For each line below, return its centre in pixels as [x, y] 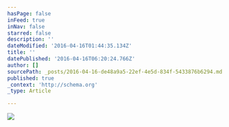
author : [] [23, 65]
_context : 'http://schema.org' [53, 85]
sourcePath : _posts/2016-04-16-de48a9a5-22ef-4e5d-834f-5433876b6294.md [115, 71]
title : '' [22, 53]
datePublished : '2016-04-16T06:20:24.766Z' [71, 59]
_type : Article [29, 91]
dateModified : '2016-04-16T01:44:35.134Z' [70, 46]
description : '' [31, 40]
